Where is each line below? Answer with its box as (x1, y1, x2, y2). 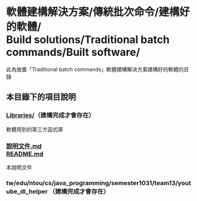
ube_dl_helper (6, 187, 48, 195)
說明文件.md (6, 142, 42, 150)
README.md (6, 150, 44, 158)
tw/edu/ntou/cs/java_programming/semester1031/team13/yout (6, 179, 192, 187)
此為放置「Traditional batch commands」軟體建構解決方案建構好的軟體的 (6, 65, 184, 73)
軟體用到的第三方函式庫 (6, 126, 63, 133)
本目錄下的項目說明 (6, 92, 76, 102)
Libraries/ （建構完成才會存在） (6, 111, 95, 120)
